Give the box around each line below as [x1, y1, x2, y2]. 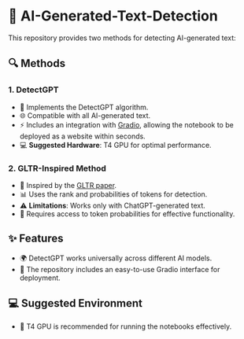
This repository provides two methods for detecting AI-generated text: [8, 33, 236, 42]
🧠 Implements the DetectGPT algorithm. [19, 102, 149, 112]
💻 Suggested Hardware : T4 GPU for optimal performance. [19, 140, 212, 149]
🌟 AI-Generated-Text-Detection [8, 7, 218, 25]
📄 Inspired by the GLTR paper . [19, 180, 116, 190]
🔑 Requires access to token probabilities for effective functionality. [19, 208, 235, 219]
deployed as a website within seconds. [19, 131, 146, 141]
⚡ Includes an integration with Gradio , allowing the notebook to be [19, 120, 234, 129]
